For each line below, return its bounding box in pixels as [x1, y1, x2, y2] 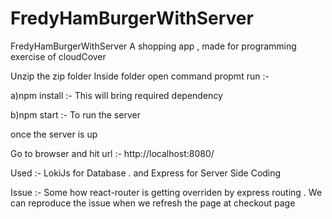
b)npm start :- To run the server [10, 108, 141, 121]
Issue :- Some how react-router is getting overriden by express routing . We [10, 186, 323, 198]
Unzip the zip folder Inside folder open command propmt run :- [10, 70, 270, 82]
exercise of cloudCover [10, 50, 107, 62]
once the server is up [10, 128, 98, 140]
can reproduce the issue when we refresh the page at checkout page [10, 197, 296, 209]
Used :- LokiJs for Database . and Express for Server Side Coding [10, 167, 282, 179]
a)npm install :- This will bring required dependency [10, 89, 223, 101]
